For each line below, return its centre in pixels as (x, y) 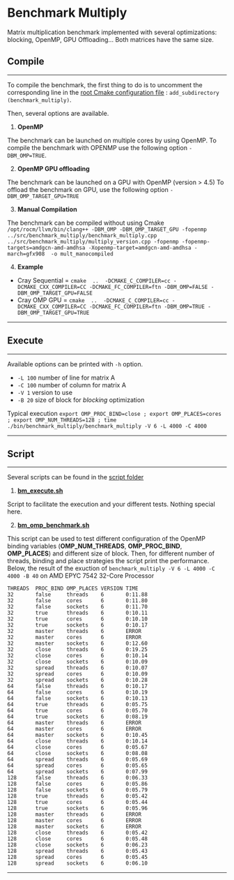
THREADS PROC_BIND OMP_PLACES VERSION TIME (73, 589)
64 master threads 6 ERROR (74, 723)
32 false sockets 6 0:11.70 (78, 607)
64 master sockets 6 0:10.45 (78, 735)
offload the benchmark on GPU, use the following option (88, 189)
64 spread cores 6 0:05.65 (78, 766)
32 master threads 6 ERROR (74, 632)
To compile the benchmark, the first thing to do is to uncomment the (105, 84)
